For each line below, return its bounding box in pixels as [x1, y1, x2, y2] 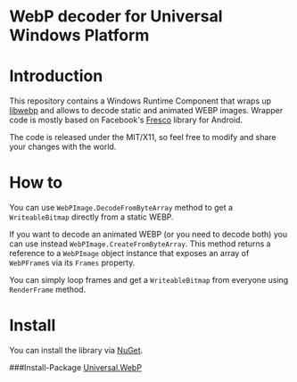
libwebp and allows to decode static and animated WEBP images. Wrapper [9, 105, 284, 116]
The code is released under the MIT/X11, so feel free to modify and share [9, 132, 276, 143]
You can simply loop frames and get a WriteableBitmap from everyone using [9, 275, 289, 286]
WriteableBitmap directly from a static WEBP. [9, 212, 174, 222]
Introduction [9, 66, 103, 87]
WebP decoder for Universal [9, 6, 223, 27]
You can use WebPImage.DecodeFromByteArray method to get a [9, 203, 234, 213]
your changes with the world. [9, 141, 117, 153]
